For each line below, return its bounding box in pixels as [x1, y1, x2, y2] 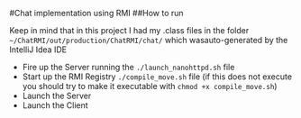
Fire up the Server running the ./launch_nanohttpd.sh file [22, 62, 235, 72]
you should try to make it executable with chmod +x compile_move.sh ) [22, 81, 278, 91]
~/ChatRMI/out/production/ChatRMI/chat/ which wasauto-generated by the [9, 35, 288, 45]
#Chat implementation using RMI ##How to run [9, 8, 184, 18]
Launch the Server [22, 90, 92, 101]
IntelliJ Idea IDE [9, 44, 68, 55]
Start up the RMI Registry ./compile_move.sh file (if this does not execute [22, 71, 293, 82]
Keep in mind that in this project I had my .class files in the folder [9, 25, 250, 35]
